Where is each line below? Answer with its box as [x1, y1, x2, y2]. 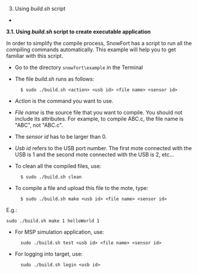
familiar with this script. [6, 52, 64, 59]
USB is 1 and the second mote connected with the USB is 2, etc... [14, 151, 174, 158]
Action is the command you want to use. [14, 98, 114, 104]
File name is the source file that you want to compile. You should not [14, 109, 183, 116]
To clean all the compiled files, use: [14, 163, 102, 169]
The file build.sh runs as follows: [14, 76, 95, 82]
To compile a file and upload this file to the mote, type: [14, 185, 149, 191]
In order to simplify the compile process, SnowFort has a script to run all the [6, 40, 192, 46]
